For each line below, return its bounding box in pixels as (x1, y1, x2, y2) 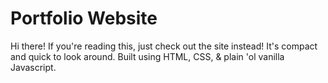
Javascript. (10, 61, 57, 73)
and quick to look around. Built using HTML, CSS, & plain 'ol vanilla (10, 50, 285, 62)
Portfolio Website (10, 7, 158, 30)
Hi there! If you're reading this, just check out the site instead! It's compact (10, 40, 318, 52)
